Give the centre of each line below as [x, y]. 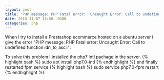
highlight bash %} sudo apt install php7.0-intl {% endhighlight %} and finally [81, 62]
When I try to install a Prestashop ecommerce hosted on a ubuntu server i [79, 37]
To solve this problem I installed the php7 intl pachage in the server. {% [77, 57]
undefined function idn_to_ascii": [38, 47]
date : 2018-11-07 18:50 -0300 [36, 19]
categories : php [21, 23]
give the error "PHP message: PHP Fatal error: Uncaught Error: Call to [75, 42]
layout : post [18, 10]
